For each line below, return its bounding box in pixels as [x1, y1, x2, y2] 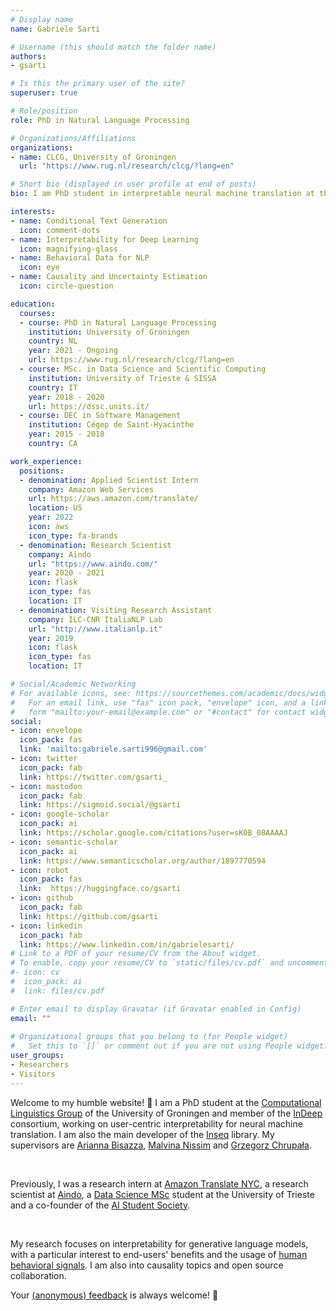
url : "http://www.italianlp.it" [28, 624, 163, 634]
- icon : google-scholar [10, 809, 110, 820]
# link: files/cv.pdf [10, 986, 105, 996]
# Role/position [10, 106, 78, 116]
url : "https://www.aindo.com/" [28, 559, 159, 569]
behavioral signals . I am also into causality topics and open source [10, 1259, 284, 1271]
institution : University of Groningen [28, 327, 190, 337]
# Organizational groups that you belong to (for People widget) [10, 1032, 288, 1042]
